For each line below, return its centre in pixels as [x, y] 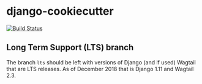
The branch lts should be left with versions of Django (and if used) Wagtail [101, 62]
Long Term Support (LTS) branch [70, 48]
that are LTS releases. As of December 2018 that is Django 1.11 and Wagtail [100, 69]
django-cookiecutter [60, 11]
